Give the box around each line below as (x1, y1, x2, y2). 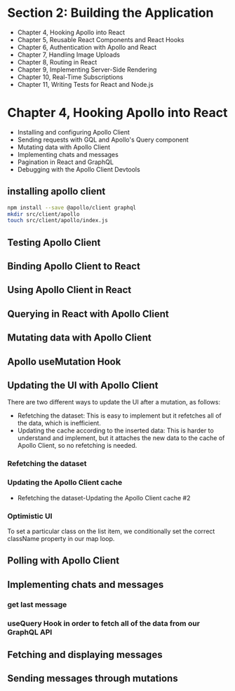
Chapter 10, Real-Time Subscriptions (17, 72, 123, 81)
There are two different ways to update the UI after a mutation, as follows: (7, 398, 221, 406)
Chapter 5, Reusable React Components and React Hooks (17, 35, 184, 43)
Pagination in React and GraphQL (17, 158, 114, 166)
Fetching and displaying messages (7, 649, 163, 660)
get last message (7, 599, 67, 609)
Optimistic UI (7, 511, 53, 521)
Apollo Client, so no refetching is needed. (17, 442, 137, 450)
